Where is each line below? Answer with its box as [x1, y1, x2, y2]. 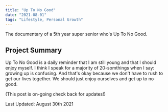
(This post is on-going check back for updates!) [5, 91, 106, 97]
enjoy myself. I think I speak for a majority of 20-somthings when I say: [5, 65, 155, 71]
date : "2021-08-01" [5, 12, 47, 17]
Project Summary [5, 46, 62, 54]
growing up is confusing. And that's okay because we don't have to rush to [5, 70, 163, 77]
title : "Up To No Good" [5, 7, 56, 13]
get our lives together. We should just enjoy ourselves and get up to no [5, 76, 154, 82]
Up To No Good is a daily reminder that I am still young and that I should [5, 59, 157, 65]
